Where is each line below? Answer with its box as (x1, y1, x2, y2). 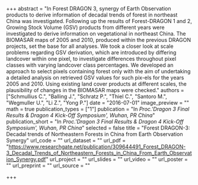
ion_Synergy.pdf (6, 156, 46, 163)
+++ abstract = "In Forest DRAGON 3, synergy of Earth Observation (6, 5, 171, 12)
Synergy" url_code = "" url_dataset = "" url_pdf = (6, 137, 126, 144)
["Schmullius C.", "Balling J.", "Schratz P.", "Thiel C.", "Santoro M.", (6, 93, 167, 100)
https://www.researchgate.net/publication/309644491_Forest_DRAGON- (8, 143, 186, 150)
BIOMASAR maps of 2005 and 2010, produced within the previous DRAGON (6, 37, 191, 43)
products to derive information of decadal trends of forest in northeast (6, 11, 178, 18)
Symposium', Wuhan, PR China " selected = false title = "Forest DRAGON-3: (6, 124, 190, 131)
